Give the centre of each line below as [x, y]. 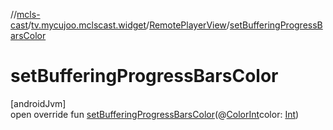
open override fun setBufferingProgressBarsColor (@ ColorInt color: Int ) [155, 114]
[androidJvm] [38, 103]
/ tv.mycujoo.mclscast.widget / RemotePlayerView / [128, 25]
